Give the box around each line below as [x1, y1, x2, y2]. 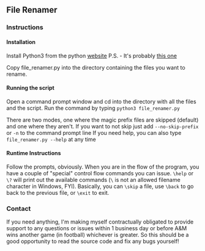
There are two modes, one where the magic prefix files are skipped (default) [6, 116, 199, 123]
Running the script [6, 84, 55, 92]
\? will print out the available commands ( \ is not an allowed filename [6, 176, 181, 183]
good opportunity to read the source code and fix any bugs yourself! [6, 238, 179, 245]
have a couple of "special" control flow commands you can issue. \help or [6, 169, 194, 176]
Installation [6, 38, 35, 45]
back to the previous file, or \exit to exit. [6, 189, 110, 196]
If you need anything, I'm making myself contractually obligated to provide [6, 218, 194, 225]
